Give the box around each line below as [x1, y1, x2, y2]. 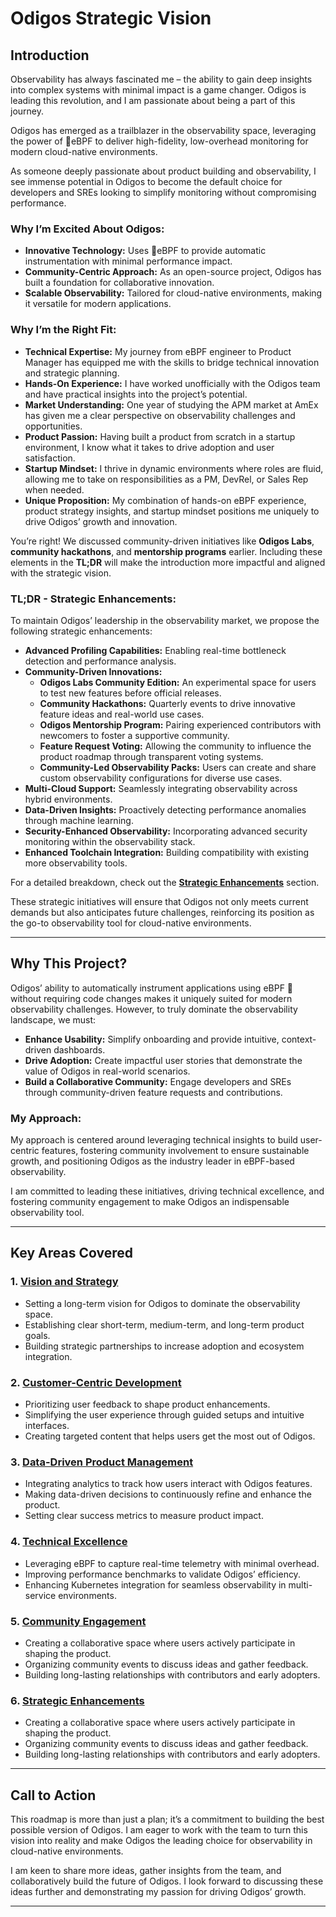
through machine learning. [24, 814, 134, 826]
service [24, 1589, 57, 1601]
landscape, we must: [10, 1013, 97, 1026]
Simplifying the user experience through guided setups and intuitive [24, 1408, 305, 1421]
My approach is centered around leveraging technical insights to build [10, 1134, 298, 1146]
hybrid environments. [24, 793, 113, 805]
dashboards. [53, 1043, 106, 1056]
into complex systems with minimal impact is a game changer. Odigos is [10, 84, 307, 96]
